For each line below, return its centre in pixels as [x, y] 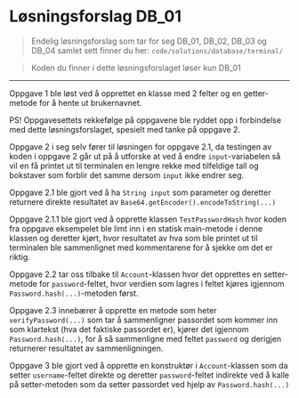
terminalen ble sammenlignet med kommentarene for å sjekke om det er [141, 248]
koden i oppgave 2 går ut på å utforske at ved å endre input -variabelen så [145, 156]
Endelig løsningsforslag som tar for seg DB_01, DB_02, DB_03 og [149, 41]
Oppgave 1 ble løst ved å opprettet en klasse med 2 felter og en [125, 93]
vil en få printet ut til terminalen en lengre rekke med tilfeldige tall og [134, 166]
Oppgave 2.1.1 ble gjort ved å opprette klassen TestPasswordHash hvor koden [148, 219]
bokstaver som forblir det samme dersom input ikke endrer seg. [127, 175]
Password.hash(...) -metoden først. [74, 293]
